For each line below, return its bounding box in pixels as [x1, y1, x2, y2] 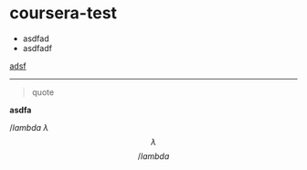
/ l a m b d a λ [9, 122, 48, 133]
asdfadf [22, 42, 53, 53]
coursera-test [9, 3, 117, 24]
